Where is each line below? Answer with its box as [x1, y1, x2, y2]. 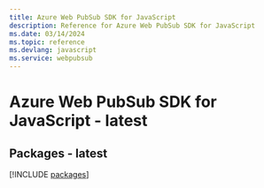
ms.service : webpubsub [9, 54, 93, 63]
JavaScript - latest [9, 111, 148, 131]
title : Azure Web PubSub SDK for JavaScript [9, 12, 176, 22]
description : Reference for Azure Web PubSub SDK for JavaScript [9, 21, 255, 30]
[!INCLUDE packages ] [9, 169, 89, 179]
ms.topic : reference [9, 37, 86, 47]
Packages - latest [9, 146, 108, 161]
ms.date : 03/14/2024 [9, 29, 86, 38]
